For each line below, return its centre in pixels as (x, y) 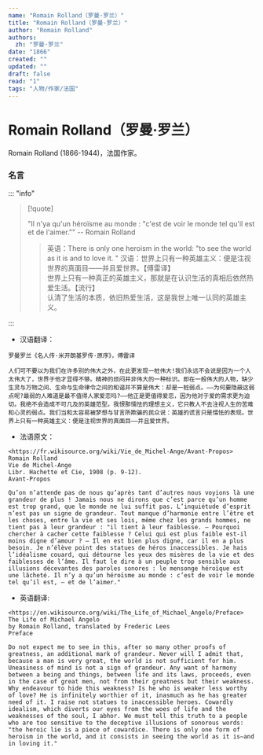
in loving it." (33, 743)
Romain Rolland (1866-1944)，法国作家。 (75, 153)
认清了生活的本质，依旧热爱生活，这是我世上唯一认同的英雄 (143, 297)
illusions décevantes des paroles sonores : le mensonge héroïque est (126, 568)
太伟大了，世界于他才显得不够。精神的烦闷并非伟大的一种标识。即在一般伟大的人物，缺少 (131, 379)
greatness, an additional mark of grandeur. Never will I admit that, (126, 654)
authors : (22, 37)
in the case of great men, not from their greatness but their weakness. (131, 681)
